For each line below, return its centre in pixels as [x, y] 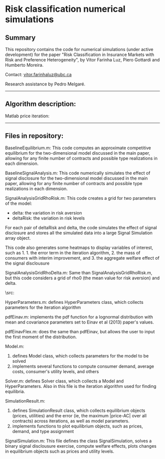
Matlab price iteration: [27, 116]
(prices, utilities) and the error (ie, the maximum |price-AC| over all [79, 415]
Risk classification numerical [65, 9]
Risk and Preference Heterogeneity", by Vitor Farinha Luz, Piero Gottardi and [82, 60]
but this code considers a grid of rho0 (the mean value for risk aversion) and [82, 278]
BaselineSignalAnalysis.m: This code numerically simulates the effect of [78, 173]
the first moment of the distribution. [41, 337]
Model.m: [15, 346]
